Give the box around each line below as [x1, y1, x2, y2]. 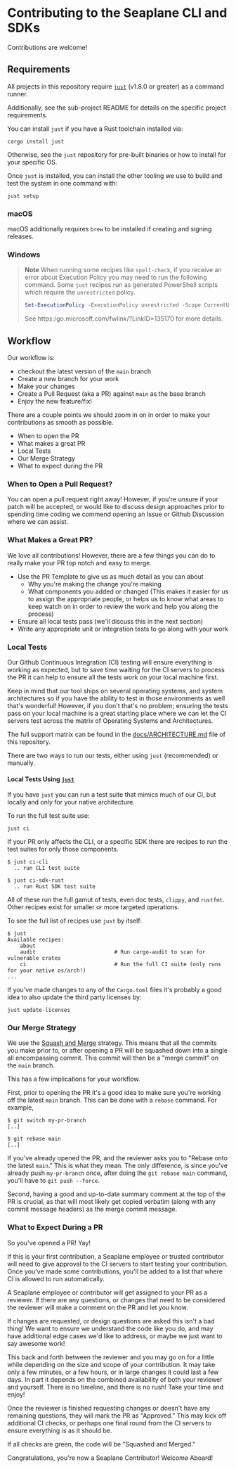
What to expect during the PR [17, 462, 103, 470]
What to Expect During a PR [7, 1222, 103, 1232]
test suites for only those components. [7, 845, 119, 854]
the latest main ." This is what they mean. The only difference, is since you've [7, 1162, 228, 1170]
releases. [7, 232, 34, 240]
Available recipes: [7, 937, 65, 944]
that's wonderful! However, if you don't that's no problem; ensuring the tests [7, 701, 228, 710]
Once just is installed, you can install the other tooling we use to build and [7, 171, 223, 180]
